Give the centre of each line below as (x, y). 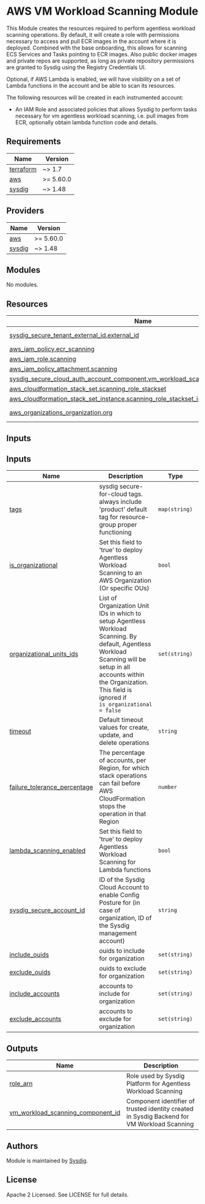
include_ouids (29, 955)
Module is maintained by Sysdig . (47, 1161)
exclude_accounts (35, 1019)
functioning (116, 533)
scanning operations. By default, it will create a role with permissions (93, 34)
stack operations (123, 776)
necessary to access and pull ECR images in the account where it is (92, 41)
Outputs (22, 1048)
